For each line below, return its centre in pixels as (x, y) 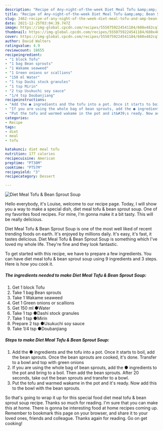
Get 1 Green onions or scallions (43, 303)
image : (12, 28)
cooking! (14, 424)
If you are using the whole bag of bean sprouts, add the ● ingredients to (84, 368)
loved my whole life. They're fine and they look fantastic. (62, 244)
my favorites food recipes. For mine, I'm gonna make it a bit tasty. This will (79, 214)
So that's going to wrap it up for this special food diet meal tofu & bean (76, 398)
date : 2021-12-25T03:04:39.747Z (38, 23)
